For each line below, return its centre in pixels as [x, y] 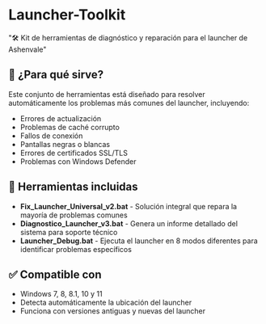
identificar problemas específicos [76, 249]
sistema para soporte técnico [69, 232]
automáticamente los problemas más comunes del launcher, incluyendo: [129, 103]
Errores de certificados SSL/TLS [74, 153]
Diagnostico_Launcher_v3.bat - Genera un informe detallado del [129, 223]
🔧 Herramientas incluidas [74, 187]
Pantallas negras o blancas [65, 144]
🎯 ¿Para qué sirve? [56, 75]
